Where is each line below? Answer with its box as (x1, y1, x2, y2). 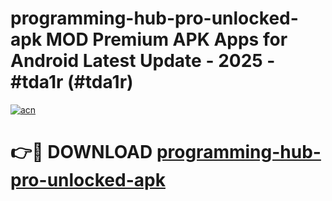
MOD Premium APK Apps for (45, 28, 288, 51)
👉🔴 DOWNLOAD (10, 141, 153, 164)
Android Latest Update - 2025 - (10, 50, 276, 72)
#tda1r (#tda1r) (10, 71, 134, 94)
